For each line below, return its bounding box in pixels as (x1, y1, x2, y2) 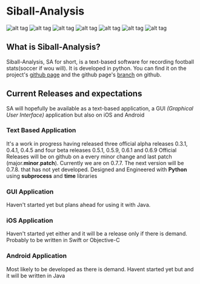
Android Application (6, 252, 67, 260)
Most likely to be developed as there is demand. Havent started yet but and (6, 265, 194, 272)
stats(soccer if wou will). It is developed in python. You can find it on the (6, 64, 187, 72)
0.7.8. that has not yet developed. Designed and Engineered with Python (6, 166, 187, 173)
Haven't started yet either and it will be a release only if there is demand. (6, 230, 188, 237)
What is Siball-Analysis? (6, 42, 101, 52)
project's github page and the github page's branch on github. (6, 71, 162, 78)
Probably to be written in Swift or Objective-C (6, 237, 120, 244)
